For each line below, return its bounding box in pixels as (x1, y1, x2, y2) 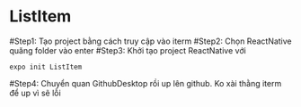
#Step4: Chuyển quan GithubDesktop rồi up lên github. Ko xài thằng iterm (9, 78, 282, 88)
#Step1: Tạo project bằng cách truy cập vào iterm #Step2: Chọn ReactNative (9, 36, 292, 46)
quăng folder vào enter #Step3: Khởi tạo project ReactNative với (9, 45, 247, 55)
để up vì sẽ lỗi (9, 87, 61, 98)
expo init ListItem (9, 62, 83, 71)
